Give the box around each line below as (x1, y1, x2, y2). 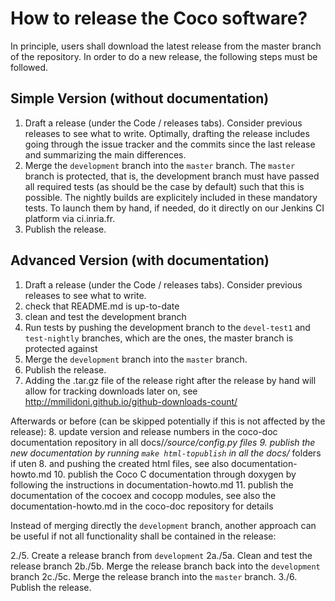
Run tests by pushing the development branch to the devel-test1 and (24, 321, 311, 333)
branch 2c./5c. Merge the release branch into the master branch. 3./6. (10, 570, 298, 582)
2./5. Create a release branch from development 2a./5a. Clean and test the (10, 549, 313, 561)
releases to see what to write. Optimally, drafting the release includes (24, 127, 310, 139)
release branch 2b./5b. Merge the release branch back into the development (10, 560, 321, 572)
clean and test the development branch (24, 310, 187, 322)
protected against (24, 342, 98, 354)
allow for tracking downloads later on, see (24, 385, 198, 397)
